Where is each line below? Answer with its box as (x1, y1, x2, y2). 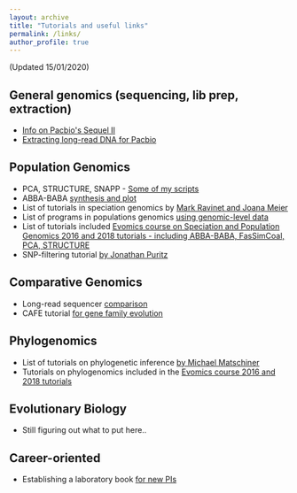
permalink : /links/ (9, 29, 82, 38)
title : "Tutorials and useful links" (9, 21, 149, 30)
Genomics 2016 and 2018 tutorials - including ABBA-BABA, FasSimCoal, (21, 230, 285, 241)
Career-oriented (9, 451, 101, 466)
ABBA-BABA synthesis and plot (21, 192, 137, 204)
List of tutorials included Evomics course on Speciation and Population (21, 220, 280, 231)
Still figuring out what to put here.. (21, 425, 147, 435)
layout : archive (9, 12, 69, 22)
